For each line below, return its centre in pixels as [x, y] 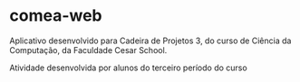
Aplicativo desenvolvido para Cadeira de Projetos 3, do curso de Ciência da [150, 41]
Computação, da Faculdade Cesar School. [88, 50]
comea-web [56, 16]
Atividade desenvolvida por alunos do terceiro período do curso [128, 68]
